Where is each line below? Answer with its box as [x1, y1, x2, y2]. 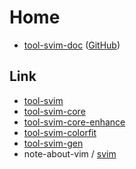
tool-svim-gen [23, 137, 84, 149]
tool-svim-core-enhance [23, 116, 126, 128]
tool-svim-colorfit [23, 126, 97, 138]
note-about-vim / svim [23, 147, 117, 160]
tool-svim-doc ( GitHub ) [23, 39, 121, 51]
